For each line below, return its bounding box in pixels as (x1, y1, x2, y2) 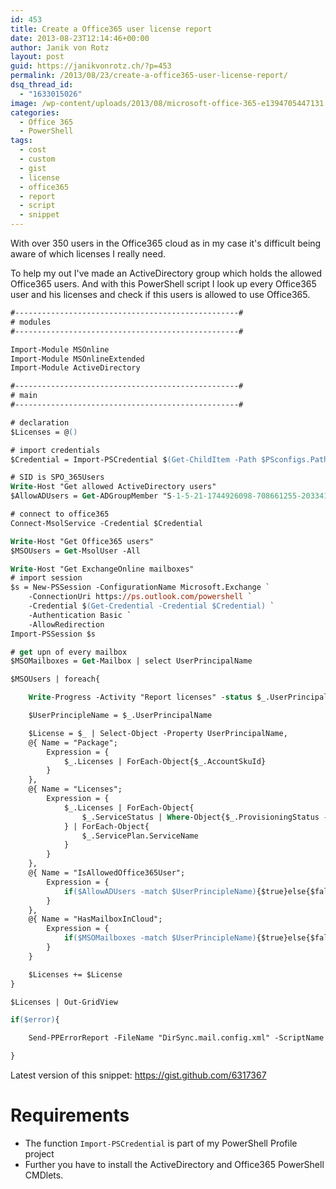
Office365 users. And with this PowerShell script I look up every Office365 (10, 278, 317, 290)
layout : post (10, 52, 65, 62)
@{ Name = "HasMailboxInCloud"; (28, 914, 163, 925)
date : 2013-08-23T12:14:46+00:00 (10, 33, 150, 43)
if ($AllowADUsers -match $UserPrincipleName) (63, 886, 257, 896)
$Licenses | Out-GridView (10, 997, 118, 1007)
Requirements (10, 1104, 130, 1127)
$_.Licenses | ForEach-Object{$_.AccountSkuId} (63, 756, 267, 766)
